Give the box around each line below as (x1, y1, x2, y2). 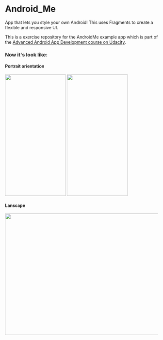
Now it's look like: (5, 51, 48, 58)
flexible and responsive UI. (5, 24, 58, 30)
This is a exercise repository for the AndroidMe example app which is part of (5, 34, 158, 40)
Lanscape (5, 203, 26, 208)
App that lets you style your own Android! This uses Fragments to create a (5, 19, 153, 25)
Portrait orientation (5, 63, 45, 69)
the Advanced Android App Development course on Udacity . (5, 39, 126, 45)
